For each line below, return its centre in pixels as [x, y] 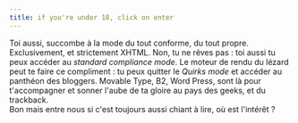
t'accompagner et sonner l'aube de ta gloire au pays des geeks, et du [138, 90]
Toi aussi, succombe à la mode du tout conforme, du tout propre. [129, 43]
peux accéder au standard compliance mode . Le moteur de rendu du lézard [149, 61]
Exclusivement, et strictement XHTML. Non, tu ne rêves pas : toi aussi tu [142, 52]
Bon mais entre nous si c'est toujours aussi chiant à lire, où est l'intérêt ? [142, 109]
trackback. [29, 100]
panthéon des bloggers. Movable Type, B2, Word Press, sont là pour [135, 80]
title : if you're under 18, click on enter [92, 17]
